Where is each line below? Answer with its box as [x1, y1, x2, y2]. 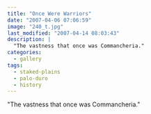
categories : [7, 49, 42, 56]
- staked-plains [13, 68, 61, 75]
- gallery [13, 56, 42, 63]
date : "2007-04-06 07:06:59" [7, 17, 92, 24]
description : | [7, 36, 51, 43]
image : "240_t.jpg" [7, 23, 64, 30]
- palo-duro [13, 74, 49, 82]
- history [13, 81, 42, 88]
